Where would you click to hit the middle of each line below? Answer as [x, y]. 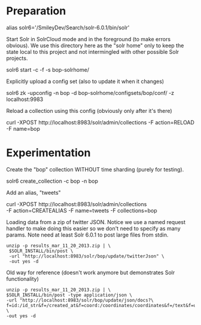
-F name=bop [23, 128]
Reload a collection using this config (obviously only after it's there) [89, 111]
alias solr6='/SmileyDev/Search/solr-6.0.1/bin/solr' [68, 27]
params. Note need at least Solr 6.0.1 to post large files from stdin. [87, 235]
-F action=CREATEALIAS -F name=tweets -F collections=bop [82, 210]
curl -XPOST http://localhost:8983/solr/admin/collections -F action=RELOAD [100, 122]
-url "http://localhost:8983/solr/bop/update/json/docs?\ [80, 300]
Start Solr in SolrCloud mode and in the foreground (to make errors [89, 39]
